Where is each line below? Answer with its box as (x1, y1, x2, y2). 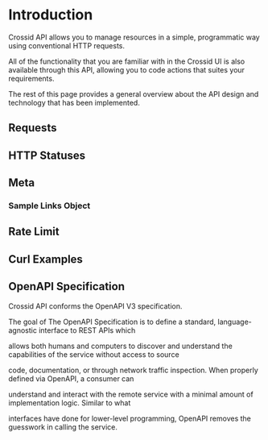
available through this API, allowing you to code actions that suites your (8, 64, 245, 74)
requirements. (8, 73, 55, 83)
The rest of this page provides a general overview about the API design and (8, 89, 259, 98)
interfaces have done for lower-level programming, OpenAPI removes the (8, 413, 251, 423)
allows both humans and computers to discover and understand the (8, 341, 233, 351)
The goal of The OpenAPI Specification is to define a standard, (8, 317, 216, 326)
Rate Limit (8, 225, 60, 239)
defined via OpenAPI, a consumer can (8, 373, 134, 384)
